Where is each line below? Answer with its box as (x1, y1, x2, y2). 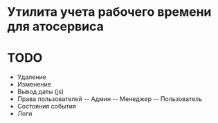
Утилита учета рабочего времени (7, 4, 212, 20)
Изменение (17, 80, 52, 89)
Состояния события (17, 102, 76, 111)
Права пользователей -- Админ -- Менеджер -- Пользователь (17, 95, 203, 103)
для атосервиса (7, 19, 104, 34)
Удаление (17, 73, 46, 81)
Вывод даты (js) (17, 87, 64, 96)
